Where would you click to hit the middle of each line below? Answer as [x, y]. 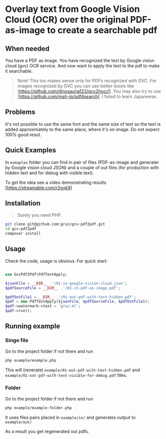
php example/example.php [31, 360]
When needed [27, 48]
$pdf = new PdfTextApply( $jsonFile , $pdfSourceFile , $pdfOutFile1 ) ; [77, 301]
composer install [23, 234]
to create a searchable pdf [102, 30]
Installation [23, 203]
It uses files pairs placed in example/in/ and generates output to [70, 417]
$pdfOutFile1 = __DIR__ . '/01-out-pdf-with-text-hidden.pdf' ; [71, 297]
